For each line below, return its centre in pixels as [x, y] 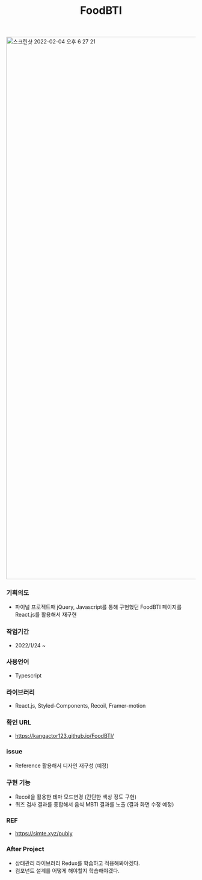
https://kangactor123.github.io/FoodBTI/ [64, 736]
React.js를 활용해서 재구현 [46, 615]
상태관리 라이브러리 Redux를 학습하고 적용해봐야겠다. [77, 863]
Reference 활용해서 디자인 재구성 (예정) [62, 765]
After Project [25, 849]
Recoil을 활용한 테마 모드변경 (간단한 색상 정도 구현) [76, 797]
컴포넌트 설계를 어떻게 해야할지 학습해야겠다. [67, 870]
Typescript [28, 675]
